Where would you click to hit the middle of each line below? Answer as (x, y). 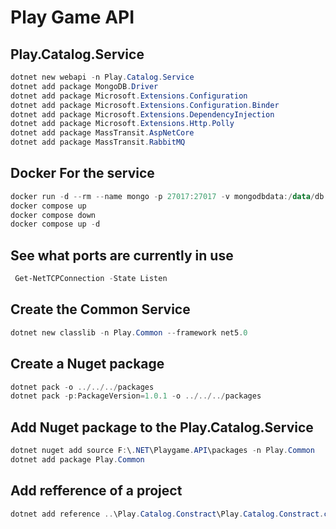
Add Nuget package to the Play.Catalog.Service (162, 427)
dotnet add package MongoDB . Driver (84, 86)
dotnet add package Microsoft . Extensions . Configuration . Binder (145, 105)
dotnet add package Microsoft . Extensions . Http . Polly (122, 124)
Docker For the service (82, 173)
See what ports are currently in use (122, 255)
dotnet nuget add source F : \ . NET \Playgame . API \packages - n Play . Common (162, 451)
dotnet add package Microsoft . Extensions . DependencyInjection (142, 114)
